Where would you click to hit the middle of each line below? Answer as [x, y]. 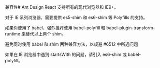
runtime [13, 34]
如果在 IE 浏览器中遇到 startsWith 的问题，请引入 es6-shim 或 [66, 54]
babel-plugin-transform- [131, 28]
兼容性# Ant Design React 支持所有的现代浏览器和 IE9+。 [62, 7]
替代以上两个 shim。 [46, 34]
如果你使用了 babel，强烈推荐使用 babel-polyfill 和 [55, 28]
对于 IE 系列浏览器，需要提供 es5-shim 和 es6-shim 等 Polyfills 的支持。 [76, 17]
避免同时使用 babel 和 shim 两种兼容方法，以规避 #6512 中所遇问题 [72, 44]
